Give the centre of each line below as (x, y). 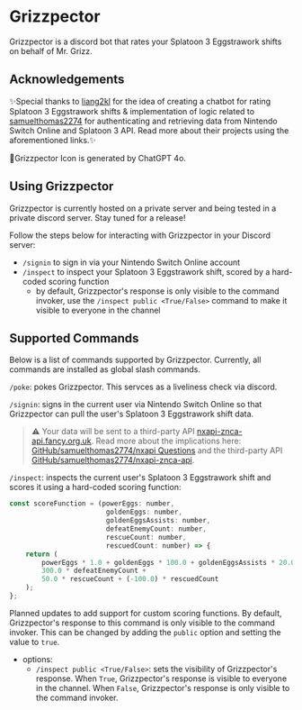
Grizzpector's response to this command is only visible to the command (142, 623)
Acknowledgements (67, 80)
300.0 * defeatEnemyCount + (94, 571)
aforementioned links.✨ (53, 140)
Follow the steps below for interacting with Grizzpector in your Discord (140, 235)
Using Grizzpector (62, 187)
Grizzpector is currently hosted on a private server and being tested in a (143, 208)
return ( (42, 554)
